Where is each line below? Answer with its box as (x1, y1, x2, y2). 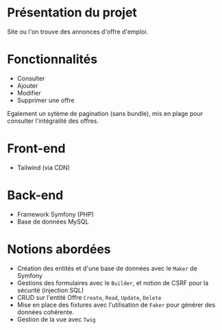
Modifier (16, 89, 41, 97)
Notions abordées (7, 241, 111, 257)
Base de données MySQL (16, 217, 89, 226)
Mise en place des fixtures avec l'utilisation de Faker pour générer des (16, 300, 216, 309)
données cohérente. (16, 307, 74, 316)
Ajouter (16, 81, 38, 90)
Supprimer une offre (16, 96, 75, 104)
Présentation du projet (7, 5, 137, 21)
